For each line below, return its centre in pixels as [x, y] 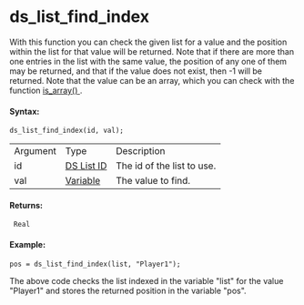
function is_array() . [46, 90]
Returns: [26, 205]
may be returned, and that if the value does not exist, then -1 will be [136, 71]
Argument [35, 151]
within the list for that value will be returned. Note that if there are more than [152, 51]
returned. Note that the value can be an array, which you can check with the [152, 80]
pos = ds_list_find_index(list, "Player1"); [95, 264]
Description [140, 151]
